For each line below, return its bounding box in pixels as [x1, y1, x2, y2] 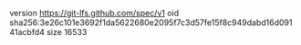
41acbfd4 [9, 27, 46, 37]
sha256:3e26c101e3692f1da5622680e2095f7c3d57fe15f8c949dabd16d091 [9, 17, 293, 28]
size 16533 [47, 27, 88, 37]
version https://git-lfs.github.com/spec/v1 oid [9, 8, 180, 18]
